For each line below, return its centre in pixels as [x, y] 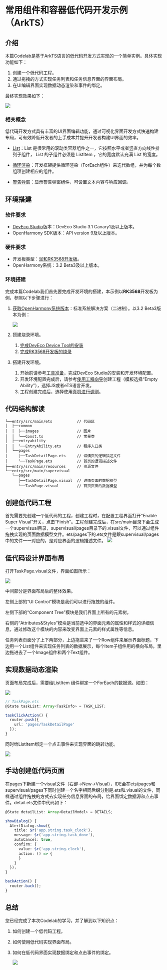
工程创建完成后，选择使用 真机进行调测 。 [61, 392]
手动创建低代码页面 [35, 771]
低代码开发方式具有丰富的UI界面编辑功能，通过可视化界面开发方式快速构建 [82, 131]
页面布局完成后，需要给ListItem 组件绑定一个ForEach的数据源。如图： [77, 683]
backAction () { [21, 881]
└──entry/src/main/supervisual [38, 471]
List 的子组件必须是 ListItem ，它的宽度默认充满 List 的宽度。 [98, 154]
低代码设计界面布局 [35, 558]
